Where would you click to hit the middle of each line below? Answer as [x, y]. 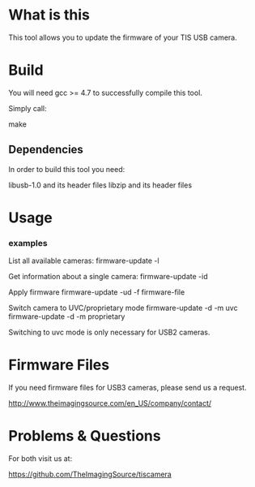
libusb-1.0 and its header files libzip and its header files [100, 185]
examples [28, 243]
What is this [49, 15]
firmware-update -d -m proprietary [67, 317]
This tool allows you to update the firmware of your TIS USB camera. [123, 37]
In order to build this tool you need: [67, 169]
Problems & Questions [85, 436]
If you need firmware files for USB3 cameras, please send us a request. [127, 388]
